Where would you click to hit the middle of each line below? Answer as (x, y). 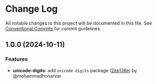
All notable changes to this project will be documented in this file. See (79, 23)
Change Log (31, 9)
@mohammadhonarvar (37, 76)
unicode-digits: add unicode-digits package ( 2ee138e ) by (75, 70)
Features (17, 59)
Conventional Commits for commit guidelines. (53, 28)
